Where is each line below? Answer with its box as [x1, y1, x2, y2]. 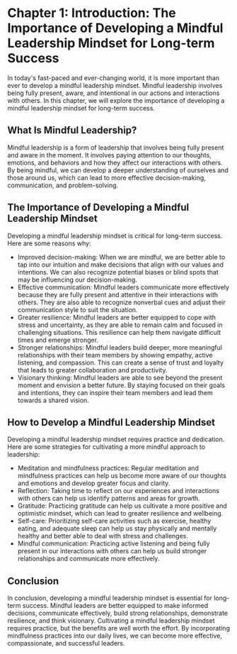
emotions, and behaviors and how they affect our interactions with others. [7, 158, 223, 167]
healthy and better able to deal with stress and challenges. [17, 532, 189, 541]
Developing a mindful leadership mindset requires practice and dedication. [7, 435, 225, 444]
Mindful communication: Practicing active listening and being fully [17, 539, 210, 548]
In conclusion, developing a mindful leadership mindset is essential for [7, 594, 212, 602]
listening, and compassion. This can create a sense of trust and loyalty [17, 358, 224, 367]
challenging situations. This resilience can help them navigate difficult [17, 328, 221, 336]
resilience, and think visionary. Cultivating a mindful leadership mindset [7, 616, 215, 625]
